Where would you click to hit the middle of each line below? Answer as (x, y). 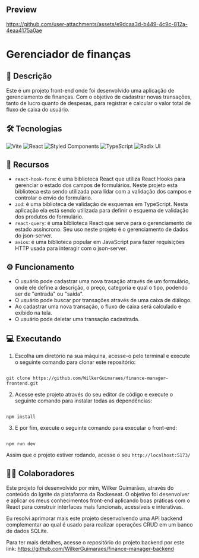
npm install (21, 417)
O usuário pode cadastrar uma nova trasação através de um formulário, (102, 281)
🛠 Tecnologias (34, 129)
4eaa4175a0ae (24, 30)
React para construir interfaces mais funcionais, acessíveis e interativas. (95, 506)
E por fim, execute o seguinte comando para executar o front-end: (96, 428)
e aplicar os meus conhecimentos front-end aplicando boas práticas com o (98, 500)
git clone (18, 378)
